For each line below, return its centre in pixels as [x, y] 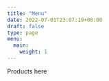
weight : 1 [34, 52]
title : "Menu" [27, 13]
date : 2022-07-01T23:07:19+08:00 [55, 20]
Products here [27, 71]
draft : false [26, 26]
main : [21, 45]
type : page [23, 33]
